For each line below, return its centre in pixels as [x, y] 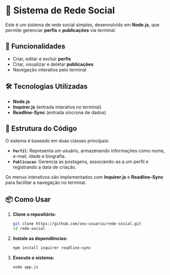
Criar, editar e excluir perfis [42, 59]
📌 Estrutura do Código [41, 128]
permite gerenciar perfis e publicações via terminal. [61, 30]
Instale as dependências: [40, 238]
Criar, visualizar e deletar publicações [53, 64]
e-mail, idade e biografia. [39, 156]
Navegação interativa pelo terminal [50, 69]
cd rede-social [29, 229]
